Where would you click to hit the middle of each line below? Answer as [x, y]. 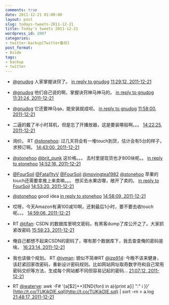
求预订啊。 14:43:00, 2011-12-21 [46, 147]
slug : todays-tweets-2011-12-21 [39, 24]
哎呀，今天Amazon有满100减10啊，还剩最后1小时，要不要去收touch [83, 207]
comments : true [21, 10]
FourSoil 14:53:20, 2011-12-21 [43, 186]
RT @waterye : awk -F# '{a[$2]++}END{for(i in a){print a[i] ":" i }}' [81, 286]
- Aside [13, 52]
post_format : [19, 48]
